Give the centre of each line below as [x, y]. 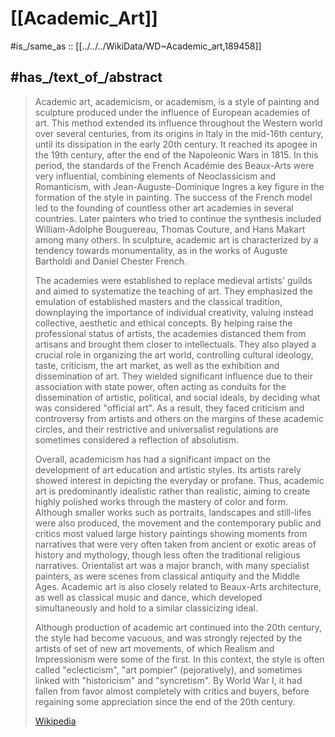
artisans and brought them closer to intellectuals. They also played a [175, 344]
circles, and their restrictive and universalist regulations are [156, 429]
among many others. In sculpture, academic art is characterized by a [176, 239]
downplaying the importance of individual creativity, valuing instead [174, 312]
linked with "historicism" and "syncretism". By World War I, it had [168, 680]
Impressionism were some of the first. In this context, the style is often [179, 659]
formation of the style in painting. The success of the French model [173, 197]
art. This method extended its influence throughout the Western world [178, 123]
